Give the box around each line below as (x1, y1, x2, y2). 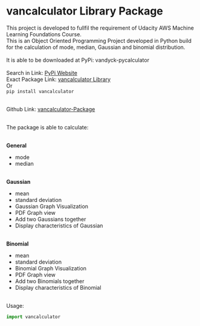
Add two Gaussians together (15, 215, 86, 223)
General (6, 142, 27, 149)
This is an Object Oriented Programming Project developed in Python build (6, 37, 192, 44)
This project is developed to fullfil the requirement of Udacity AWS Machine (6, 24, 195, 31)
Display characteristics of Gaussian (15, 222, 103, 229)
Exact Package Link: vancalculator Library (6, 76, 111, 83)
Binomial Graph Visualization (15, 264, 86, 272)
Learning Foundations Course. (6, 30, 82, 37)
